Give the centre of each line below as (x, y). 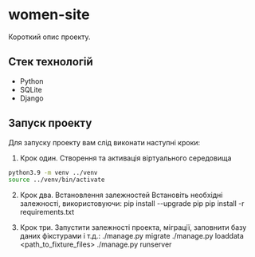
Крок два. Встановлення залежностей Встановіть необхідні (121, 195)
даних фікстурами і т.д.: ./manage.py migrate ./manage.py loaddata (132, 236)
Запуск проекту (50, 123)
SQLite (31, 89)
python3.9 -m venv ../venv (53, 172)
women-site (49, 15)
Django (31, 98)
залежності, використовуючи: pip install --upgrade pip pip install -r (132, 204)
